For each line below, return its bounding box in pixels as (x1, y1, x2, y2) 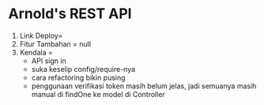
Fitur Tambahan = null (19, 39, 92, 48)
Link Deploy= (19, 31, 63, 40)
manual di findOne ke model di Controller (31, 89, 166, 99)
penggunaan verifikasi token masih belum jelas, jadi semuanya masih (31, 81, 257, 91)
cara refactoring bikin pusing (31, 73, 126, 82)
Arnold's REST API (8, 5, 132, 23)
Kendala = (19, 47, 53, 57)
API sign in (31, 56, 67, 66)
